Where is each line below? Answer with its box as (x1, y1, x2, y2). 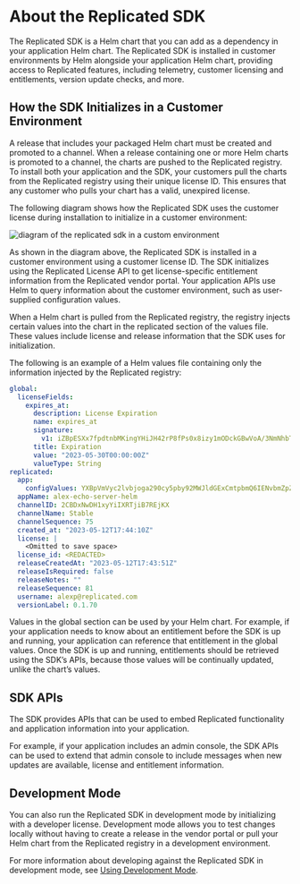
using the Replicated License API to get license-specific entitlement (9, 266, 258, 276)
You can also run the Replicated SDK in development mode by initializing (9, 810, 277, 820)
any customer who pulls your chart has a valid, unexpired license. (9, 185, 251, 196)
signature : (32, 426, 74, 435)
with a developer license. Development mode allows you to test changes (9, 819, 276, 829)
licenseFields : (17, 392, 74, 402)
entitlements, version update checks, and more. (9, 73, 185, 84)
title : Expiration (32, 442, 102, 451)
